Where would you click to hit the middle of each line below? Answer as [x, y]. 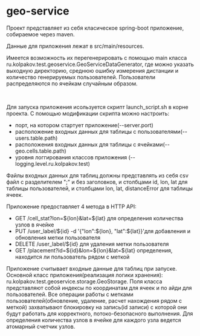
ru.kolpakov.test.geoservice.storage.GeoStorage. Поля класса [84, 281]
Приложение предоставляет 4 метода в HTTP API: [72, 206]
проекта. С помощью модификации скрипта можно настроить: [88, 113]
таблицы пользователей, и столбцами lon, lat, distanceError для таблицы [100, 188]
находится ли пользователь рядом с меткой [72, 257]
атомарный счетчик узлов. [41, 326]
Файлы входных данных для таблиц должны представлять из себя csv [98, 175]
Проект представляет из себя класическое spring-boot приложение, [95, 28]
